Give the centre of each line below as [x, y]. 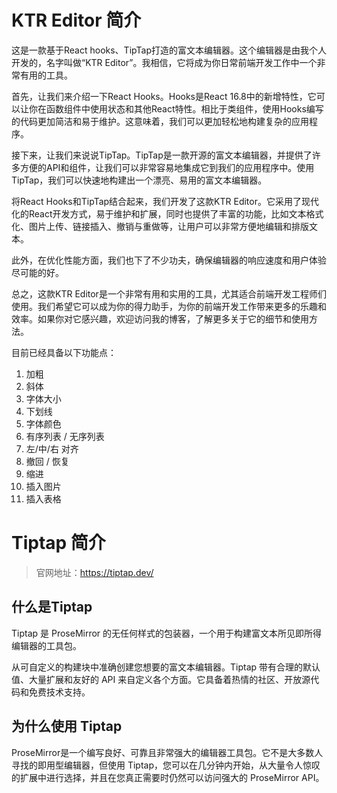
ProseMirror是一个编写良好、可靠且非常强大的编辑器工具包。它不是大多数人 [167, 752]
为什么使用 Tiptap [67, 726]
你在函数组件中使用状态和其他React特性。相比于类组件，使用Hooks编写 [176, 108]
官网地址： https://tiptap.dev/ [94, 572]
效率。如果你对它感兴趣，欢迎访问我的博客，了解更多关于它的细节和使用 [160, 318]
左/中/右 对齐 [52, 448]
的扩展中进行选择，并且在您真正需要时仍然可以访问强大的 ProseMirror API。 [168, 777]
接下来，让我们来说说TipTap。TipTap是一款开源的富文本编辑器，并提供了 [162, 155]
